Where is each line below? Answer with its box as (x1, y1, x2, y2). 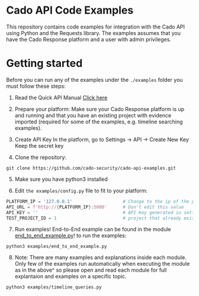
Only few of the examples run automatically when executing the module (14, 260, 190, 268)
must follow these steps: (6, 82, 66, 90)
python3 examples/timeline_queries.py (6, 284, 102, 291)
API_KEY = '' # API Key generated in (6, 209, 182, 215)
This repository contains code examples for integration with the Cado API (6, 23, 185, 30)
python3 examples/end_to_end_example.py (6, 244, 108, 250)
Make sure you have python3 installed (14, 176, 108, 183)
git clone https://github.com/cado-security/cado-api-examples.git (6, 165, 176, 171)
